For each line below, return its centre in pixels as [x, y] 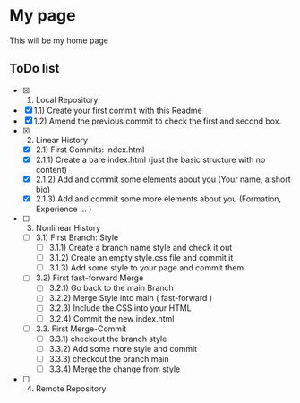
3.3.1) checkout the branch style [108, 339]
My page [43, 16]
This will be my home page [59, 40]
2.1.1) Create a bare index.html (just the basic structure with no [150, 159]
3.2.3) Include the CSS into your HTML [120, 308]
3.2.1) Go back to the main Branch [111, 288]
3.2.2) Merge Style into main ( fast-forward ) [131, 298]
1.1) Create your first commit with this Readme [118, 110]
